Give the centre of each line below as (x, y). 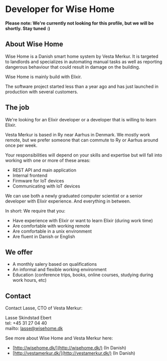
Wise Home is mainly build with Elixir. (44, 77)
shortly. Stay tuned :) (28, 28)
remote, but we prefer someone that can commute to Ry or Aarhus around (82, 140)
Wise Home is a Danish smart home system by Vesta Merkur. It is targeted (82, 56)
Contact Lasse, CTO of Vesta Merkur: (44, 308)
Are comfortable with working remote (51, 226)
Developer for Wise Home (60, 9)
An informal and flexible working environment (59, 270)
